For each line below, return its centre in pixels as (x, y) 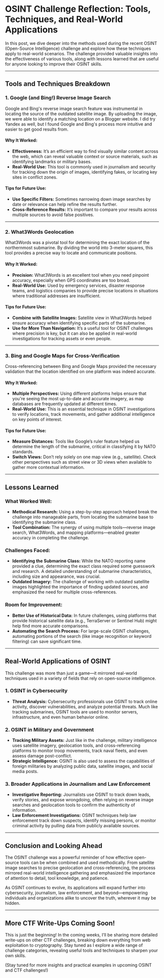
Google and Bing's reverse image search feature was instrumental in (74, 108)
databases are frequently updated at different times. (64, 404)
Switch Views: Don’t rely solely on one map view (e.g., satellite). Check (84, 457)
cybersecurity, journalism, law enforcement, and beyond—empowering (76, 893)
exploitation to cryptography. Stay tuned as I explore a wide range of (74, 945)
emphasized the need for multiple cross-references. (64, 592)
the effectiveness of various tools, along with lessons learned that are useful (82, 59)
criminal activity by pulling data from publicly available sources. (76, 826)
